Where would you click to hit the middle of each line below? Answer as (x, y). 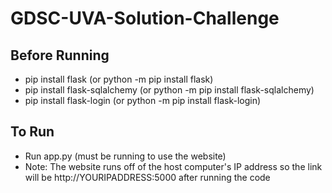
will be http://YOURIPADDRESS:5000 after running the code (147, 177)
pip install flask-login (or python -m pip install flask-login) (143, 100)
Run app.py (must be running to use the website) (125, 156)
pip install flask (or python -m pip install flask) (119, 79)
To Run (32, 132)
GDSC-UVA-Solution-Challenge (145, 18)
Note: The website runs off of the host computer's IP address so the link (173, 166)
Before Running (60, 55)
